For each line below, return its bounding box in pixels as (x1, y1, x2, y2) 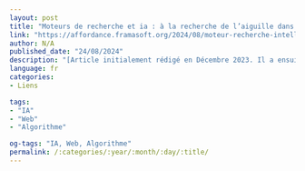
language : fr (9, 65, 59, 74)
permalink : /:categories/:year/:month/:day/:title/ (9, 147, 209, 157)
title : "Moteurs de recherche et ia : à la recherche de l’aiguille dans (9, 22, 295, 31)
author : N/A (9, 38, 54, 48)
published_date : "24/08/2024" (9, 47, 124, 56)
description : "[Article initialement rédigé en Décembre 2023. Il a (9, 55, 274, 65)
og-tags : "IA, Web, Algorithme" (9, 139, 132, 148)
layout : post (9, 13, 59, 23)
